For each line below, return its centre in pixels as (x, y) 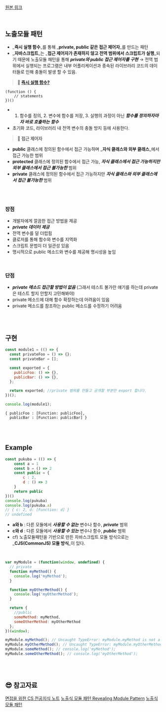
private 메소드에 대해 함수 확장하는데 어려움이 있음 (61, 300)
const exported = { (30, 368)
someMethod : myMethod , (37, 617)
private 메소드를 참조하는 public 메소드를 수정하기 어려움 (67, 306)
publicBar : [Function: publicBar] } (48, 418)
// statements (28, 96)
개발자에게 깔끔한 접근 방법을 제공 (45, 221)
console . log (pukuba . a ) (28, 505)
